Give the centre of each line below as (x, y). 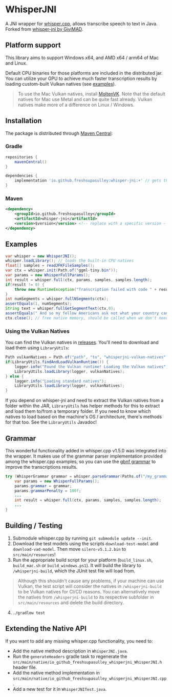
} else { (15, 376)
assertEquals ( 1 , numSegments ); (39, 304)
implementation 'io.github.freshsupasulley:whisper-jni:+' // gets (88, 181)
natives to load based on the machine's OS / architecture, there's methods (84, 417)
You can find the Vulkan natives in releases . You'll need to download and (82, 343)
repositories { (21, 157)
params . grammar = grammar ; (43, 486)
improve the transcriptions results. (41, 467)
